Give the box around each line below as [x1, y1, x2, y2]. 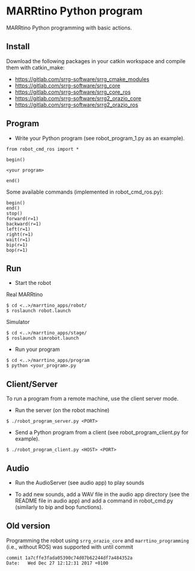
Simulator [6, 319, 30, 326]
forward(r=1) [6, 215, 39, 222]
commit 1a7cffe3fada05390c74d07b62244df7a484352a [6, 555, 133, 561]
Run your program [14, 346, 60, 353]
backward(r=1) [6, 221, 42, 227]
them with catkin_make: [6, 64, 65, 71]
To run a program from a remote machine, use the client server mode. [6, 395, 179, 402]
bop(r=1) [6, 247, 28, 253]
